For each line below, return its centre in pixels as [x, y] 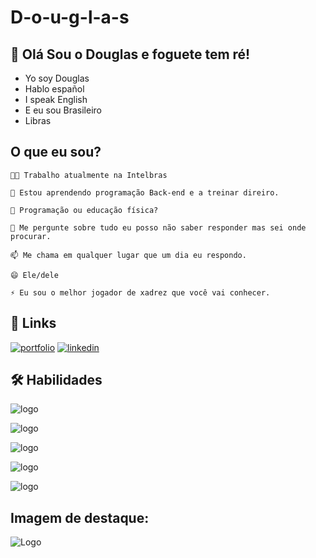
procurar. [31, 236]
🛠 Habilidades [56, 380]
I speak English [56, 99]
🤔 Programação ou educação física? [84, 210]
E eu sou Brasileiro [63, 110]
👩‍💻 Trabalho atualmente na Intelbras [89, 175]
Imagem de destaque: [80, 517]
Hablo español [54, 89]
